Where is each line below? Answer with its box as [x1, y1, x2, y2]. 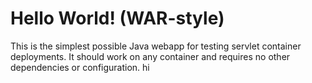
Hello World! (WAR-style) [10, 7, 225, 30]
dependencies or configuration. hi [10, 61, 150, 73]
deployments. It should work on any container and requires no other [10, 50, 291, 62]
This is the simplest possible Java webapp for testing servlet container [10, 40, 302, 52]
